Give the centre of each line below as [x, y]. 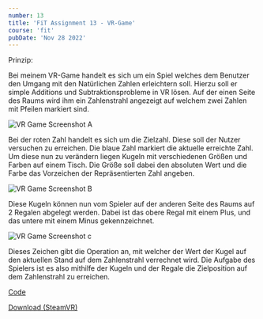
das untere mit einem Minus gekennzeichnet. [81, 221]
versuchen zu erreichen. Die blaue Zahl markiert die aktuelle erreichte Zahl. [131, 148]
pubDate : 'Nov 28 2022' [47, 38]
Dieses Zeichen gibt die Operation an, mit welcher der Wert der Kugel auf [128, 252]
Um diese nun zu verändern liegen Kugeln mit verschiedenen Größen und [128, 157]
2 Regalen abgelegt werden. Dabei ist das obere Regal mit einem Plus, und [130, 213]
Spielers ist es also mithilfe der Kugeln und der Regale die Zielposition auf [128, 268]
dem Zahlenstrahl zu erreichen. [59, 277]
